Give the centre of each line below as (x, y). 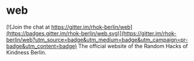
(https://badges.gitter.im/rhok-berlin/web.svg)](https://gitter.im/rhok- (91, 33)
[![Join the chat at (28, 27)
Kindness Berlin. (26, 52)
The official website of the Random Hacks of (133, 46)
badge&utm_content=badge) (42, 46)
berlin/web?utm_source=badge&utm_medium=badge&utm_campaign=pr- (97, 39)
